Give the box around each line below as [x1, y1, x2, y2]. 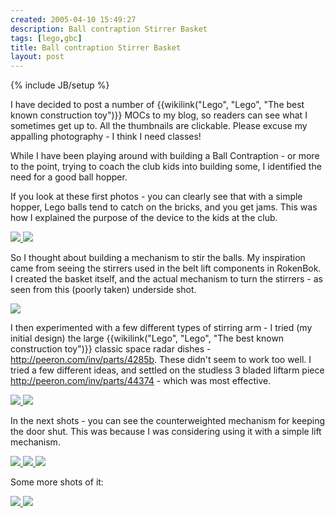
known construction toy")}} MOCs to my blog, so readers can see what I [10, 109, 308, 121]
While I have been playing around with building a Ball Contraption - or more [10, 150, 320, 162]
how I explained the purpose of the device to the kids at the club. [10, 212, 278, 224]
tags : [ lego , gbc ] [10, 33, 83, 43]
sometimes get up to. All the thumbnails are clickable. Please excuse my [10, 120, 308, 132]
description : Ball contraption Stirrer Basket [10, 24, 208, 34]
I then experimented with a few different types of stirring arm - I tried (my [10, 322, 313, 334]
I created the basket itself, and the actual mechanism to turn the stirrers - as [10, 273, 324, 285]
